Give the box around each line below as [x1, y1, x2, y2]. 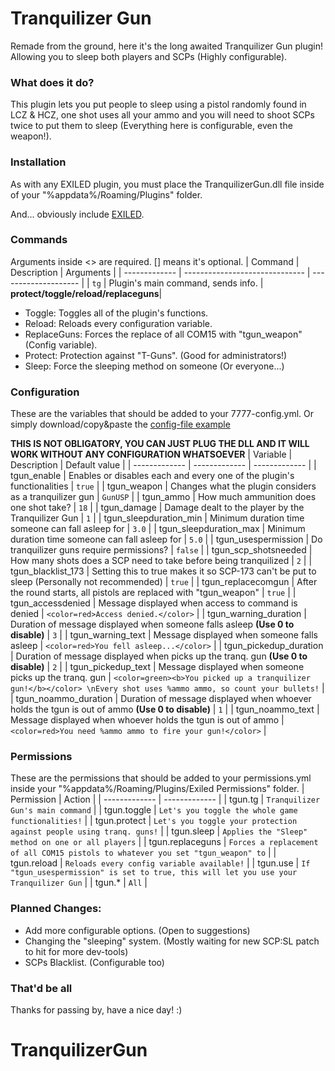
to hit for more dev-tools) [24, 945, 129, 957]
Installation [10, 155, 67, 169]
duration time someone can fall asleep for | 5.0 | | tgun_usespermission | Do [10, 533, 323, 546]
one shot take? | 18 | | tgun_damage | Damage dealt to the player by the [10, 502, 305, 514]
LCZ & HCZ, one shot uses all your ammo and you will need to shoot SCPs [10, 109, 315, 121]
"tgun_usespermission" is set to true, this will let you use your [10, 868, 298, 878]
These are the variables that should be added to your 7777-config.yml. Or [10, 408, 315, 420]
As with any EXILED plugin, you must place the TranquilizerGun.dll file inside [10, 178, 325, 190]
